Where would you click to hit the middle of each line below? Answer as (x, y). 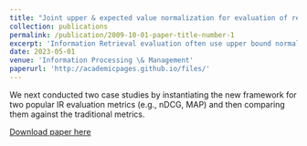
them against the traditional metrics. (77, 114)
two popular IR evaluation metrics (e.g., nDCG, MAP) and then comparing (147, 104)
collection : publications (58, 26)
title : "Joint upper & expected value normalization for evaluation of (148, 18)
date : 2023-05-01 (42, 52)
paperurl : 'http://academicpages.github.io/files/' (110, 69)
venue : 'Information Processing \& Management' (102, 60)
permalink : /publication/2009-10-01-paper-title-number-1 (122, 35)
